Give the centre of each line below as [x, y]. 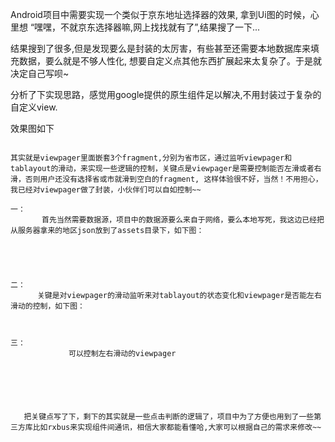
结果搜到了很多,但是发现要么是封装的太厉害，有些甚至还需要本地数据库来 [161, 48]
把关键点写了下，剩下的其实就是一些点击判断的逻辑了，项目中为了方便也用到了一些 [169, 417]
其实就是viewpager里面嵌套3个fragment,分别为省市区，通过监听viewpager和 [151, 158]
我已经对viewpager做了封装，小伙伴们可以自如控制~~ [106, 190]
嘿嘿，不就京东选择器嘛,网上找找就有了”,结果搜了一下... [147, 27]
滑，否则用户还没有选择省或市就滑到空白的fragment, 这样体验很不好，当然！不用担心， [166, 179]
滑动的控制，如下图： [47, 306]
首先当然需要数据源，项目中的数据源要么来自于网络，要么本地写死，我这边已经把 [183, 220]
